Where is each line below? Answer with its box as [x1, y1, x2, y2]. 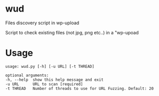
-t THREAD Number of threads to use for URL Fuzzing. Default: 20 [5, 86, 154, 91]
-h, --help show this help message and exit [5, 77, 103, 82]
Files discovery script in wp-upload [5, 20, 79, 26]
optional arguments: [5, 73, 49, 78]
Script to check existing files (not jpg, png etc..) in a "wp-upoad [5, 29, 139, 35]
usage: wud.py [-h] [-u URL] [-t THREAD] [5, 64, 95, 69]
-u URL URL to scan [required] [5, 81, 83, 86]
